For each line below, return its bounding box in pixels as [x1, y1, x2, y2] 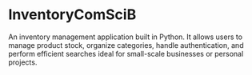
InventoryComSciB [8, 6, 137, 24]
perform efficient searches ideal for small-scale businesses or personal [8, 49, 244, 58]
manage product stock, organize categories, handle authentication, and [8, 40, 244, 49]
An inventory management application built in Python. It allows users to [8, 32, 242, 41]
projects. [8, 57, 38, 67]
